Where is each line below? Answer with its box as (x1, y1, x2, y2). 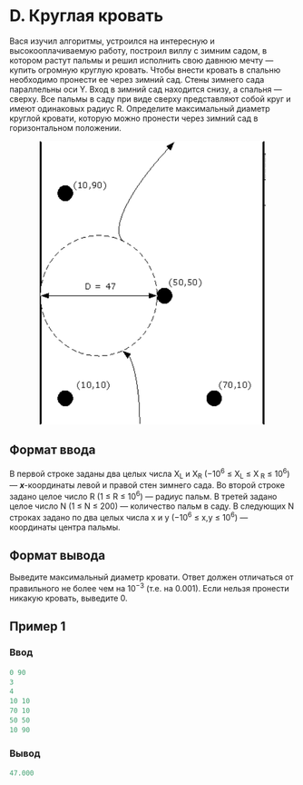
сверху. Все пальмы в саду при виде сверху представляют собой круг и (9, 93, 291, 104)
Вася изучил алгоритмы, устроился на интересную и (9, 35, 215, 46)
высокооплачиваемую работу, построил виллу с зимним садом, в (9, 45, 268, 55)
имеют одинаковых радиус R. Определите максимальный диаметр (9, 103, 270, 114)
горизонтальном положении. (9, 122, 122, 133)
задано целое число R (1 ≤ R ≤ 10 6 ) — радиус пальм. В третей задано (9, 490, 278, 502)
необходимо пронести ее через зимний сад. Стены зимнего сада (9, 74, 265, 84)
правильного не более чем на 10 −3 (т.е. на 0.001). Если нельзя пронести (9, 581, 290, 593)
